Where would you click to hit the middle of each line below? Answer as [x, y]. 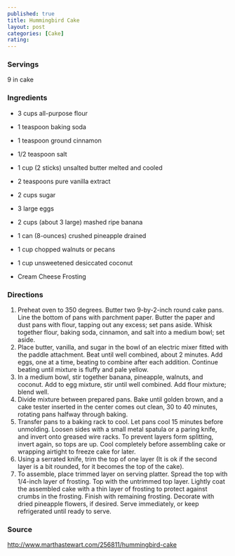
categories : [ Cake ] [36, 33]
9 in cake [20, 80]
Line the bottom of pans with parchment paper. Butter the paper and [116, 317]
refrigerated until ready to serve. [65, 511]
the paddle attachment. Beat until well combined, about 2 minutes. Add [120, 355]
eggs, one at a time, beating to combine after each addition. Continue [118, 362]
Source [20, 529]
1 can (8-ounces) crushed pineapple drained [82, 235]
